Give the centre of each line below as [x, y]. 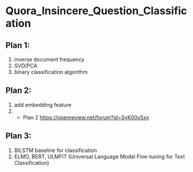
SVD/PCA [26, 66]
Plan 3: [19, 136]
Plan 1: [18, 45]
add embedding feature [43, 105]
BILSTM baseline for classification [55, 150]
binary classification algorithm [51, 72]
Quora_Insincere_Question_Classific [96, 11]
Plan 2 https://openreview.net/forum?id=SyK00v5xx [86, 117]
